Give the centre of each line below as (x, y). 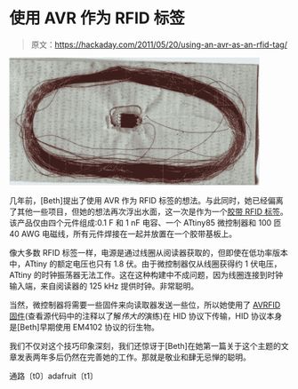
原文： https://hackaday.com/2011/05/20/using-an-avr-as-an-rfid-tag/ (159, 44)
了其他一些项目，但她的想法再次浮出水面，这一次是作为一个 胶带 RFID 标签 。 (149, 211)
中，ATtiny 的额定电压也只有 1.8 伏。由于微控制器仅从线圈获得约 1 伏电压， (145, 264)
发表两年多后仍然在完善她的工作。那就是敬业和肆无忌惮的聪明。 (133, 357)
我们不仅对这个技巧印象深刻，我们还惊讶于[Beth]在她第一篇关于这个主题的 (145, 345)
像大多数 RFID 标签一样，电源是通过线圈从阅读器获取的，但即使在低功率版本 (149, 252)
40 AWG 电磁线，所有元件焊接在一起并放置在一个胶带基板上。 (123, 234)
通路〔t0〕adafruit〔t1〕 (53, 376)
